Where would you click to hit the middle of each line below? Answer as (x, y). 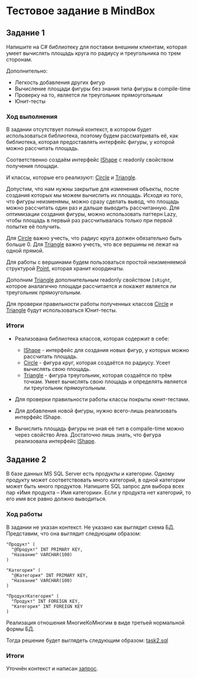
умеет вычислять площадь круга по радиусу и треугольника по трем (93, 53)
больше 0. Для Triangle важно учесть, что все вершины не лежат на (92, 244)
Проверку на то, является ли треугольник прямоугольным (88, 95)
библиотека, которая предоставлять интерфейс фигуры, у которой (91, 142)
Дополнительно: (27, 71)
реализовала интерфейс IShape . (55, 441)
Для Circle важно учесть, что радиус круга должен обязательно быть (94, 238)
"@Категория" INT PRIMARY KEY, (50, 575)
